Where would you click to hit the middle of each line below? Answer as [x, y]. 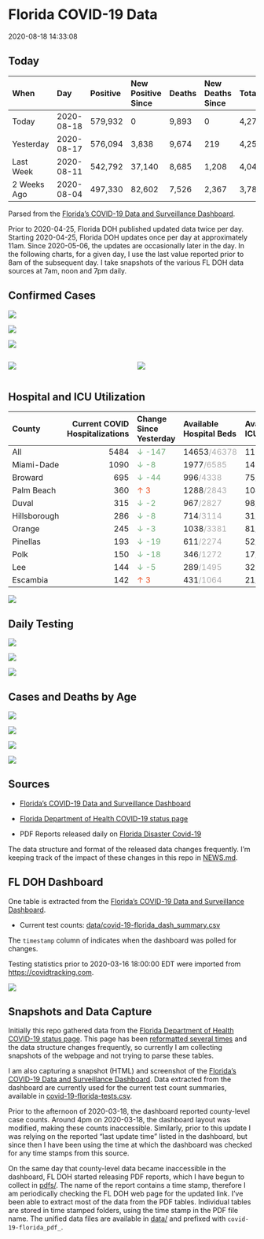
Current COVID [101, 424]
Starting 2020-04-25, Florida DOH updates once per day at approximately [128, 237]
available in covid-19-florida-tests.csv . [70, 1096]
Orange [26, 529]
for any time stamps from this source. [69, 1153]
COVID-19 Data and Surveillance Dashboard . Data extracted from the [120, 1079]
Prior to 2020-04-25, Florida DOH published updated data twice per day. [126, 229]
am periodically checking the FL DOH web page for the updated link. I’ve [126, 1194]
